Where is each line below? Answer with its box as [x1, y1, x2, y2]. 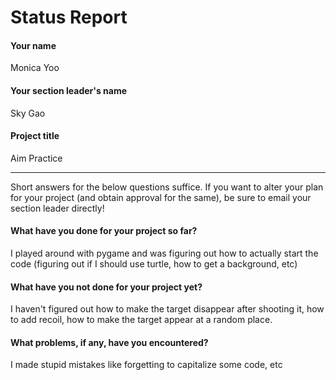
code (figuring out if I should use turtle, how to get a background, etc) [10, 258, 298, 270]
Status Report [10, 6, 128, 29]
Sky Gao [10, 107, 46, 119]
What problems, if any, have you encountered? [10, 336, 209, 348]
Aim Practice [10, 152, 63, 164]
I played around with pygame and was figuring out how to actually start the [10, 247, 319, 259]
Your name [10, 39, 57, 51]
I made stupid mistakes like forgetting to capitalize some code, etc [10, 359, 283, 371]
